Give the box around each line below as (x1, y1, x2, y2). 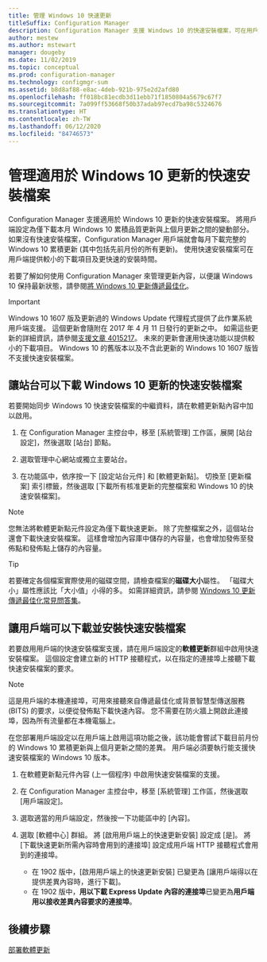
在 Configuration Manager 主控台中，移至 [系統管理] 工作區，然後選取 (19, 786, 249, 796)
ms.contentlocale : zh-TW (8, 115, 91, 123)
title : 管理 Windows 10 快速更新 (8, 11, 112, 20)
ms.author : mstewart (8, 41, 77, 49)
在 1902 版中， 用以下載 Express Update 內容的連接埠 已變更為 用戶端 (31, 887, 255, 897)
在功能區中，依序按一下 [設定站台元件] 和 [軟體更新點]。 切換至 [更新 (19, 471, 245, 481)
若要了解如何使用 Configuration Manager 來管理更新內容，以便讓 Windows (8, 271, 253, 281)
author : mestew (8, 33, 59, 42)
